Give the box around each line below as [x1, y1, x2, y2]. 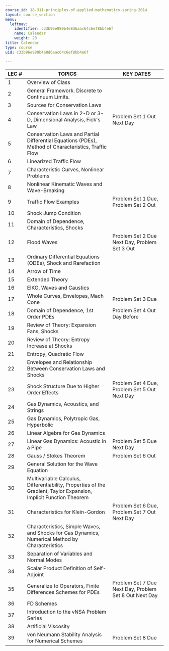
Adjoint [27, 571, 44, 578]
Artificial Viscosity [27, 623, 70, 630]
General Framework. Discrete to [27, 87, 102, 94]
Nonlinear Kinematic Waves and [27, 180, 103, 188]
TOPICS [57, 70, 77, 77]
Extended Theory [27, 276, 68, 283]
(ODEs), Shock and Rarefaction [27, 259, 101, 266]
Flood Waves [27, 239, 58, 246]
